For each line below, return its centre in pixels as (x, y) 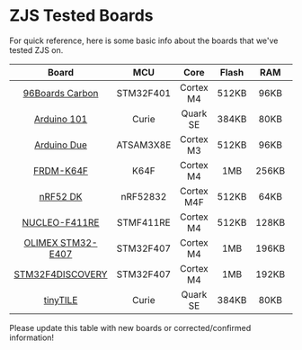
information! (32, 337)
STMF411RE (143, 222)
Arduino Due (61, 145)
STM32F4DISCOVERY (61, 274)
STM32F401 (144, 93)
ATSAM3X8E (144, 145)
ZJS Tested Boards (82, 16)
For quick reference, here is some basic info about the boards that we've (144, 40)
